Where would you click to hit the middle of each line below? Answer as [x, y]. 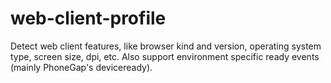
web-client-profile [88, 18]
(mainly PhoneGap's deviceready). [81, 67]
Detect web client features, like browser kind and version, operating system [166, 46]
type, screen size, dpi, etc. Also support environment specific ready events [165, 56]
